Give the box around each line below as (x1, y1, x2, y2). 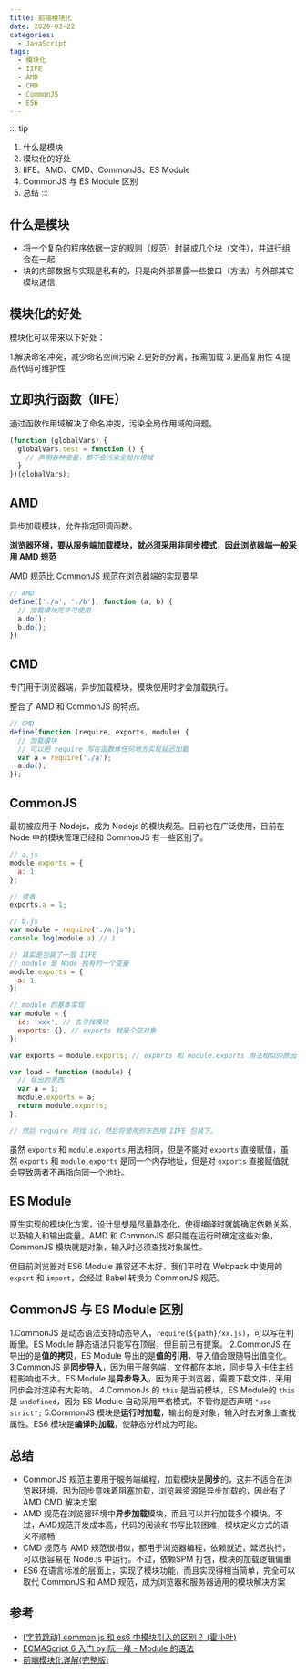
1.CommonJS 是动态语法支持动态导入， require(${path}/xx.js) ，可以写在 (9, 1328, 287, 1339)
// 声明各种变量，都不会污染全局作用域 (25, 453, 154, 462)
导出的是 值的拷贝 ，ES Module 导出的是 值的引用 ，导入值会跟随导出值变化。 (9, 1350, 291, 1361)
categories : (9, 30, 55, 39)
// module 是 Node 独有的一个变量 (9, 959, 129, 968)
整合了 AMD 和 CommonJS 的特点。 (9, 701, 145, 712)
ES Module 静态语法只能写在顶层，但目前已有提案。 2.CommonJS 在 (33, 1339, 291, 1350)
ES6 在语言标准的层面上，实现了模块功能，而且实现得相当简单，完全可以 (22, 1565, 296, 1576)
